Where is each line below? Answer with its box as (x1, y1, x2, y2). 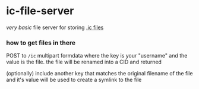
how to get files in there (6, 39, 76, 47)
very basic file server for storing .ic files (6, 24, 104, 31)
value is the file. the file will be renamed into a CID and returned (6, 58, 162, 66)
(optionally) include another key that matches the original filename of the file (6, 70, 193, 77)
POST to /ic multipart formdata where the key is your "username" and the (6, 52, 188, 59)
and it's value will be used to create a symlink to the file (6, 76, 142, 84)
